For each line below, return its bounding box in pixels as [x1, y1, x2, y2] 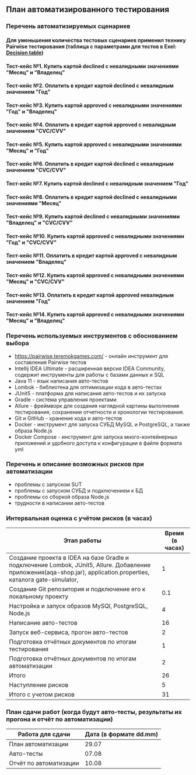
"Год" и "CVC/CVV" [6, 239, 57, 246]
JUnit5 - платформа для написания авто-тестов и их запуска [14, 390, 166, 397]
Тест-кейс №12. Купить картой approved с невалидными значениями [6, 272, 185, 279]
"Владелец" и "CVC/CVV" [6, 219, 73, 226]
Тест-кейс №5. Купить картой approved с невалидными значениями [6, 140, 182, 148]
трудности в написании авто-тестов [14, 500, 105, 507]
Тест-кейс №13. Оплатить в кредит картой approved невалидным [6, 291, 174, 298]
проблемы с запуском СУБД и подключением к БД [14, 487, 143, 494]
